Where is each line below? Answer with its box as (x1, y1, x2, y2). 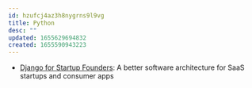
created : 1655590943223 (8, 41, 87, 49)
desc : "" (8, 26, 37, 34)
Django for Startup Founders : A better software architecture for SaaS (19, 63, 245, 72)
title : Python (8, 19, 55, 27)
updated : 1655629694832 (8, 33, 87, 42)
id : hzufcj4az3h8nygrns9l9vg (8, 11, 105, 20)
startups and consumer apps (19, 71, 114, 81)
